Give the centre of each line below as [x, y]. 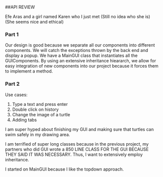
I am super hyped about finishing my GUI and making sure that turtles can [80, 129]
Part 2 [12, 84]
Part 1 [12, 34]
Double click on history [35, 109]
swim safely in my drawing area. [37, 134]
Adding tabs [24, 120]
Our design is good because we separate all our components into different [80, 45]
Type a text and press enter [40, 104]
